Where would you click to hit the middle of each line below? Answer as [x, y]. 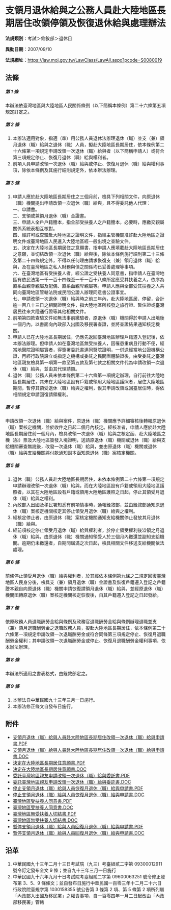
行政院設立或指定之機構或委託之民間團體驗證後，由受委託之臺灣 [97, 356]
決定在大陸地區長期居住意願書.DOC [49, 769]
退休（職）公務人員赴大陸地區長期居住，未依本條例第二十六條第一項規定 [88, 479]
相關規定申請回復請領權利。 [42, 395]
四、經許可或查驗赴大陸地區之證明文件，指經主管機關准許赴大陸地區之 [86, 235]
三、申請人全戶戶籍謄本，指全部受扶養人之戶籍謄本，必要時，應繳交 [84, 222]
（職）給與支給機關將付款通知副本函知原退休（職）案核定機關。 [72, 453]
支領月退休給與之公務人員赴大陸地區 [81, 10]
